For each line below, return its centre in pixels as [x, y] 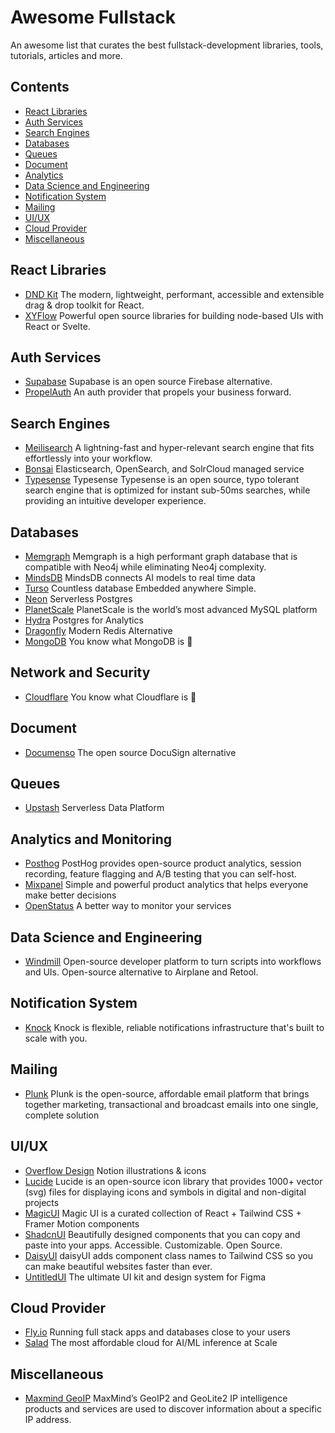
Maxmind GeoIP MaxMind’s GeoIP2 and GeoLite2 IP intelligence [156, 1398]
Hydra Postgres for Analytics [84, 620]
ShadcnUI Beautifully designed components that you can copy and [162, 1234]
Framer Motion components [82, 1223]
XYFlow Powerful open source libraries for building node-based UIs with [174, 315]
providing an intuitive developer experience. [115, 501]
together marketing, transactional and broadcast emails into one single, [171, 1104]
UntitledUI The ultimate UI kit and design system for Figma [145, 1277]
